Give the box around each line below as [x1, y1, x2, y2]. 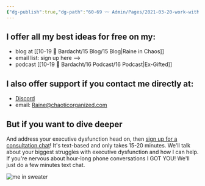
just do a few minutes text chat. [6, 162, 85, 169]
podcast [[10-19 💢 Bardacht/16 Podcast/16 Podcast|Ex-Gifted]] [15, 61, 173, 68]
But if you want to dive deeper [6, 119, 123, 129]
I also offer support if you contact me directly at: [6, 78, 194, 89]
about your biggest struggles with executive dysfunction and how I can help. [6, 148, 199, 156]
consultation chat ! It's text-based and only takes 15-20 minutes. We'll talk [6, 142, 191, 149]
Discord [15, 95, 35, 102]
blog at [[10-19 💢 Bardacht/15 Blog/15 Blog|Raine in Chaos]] [15, 48, 165, 55]
